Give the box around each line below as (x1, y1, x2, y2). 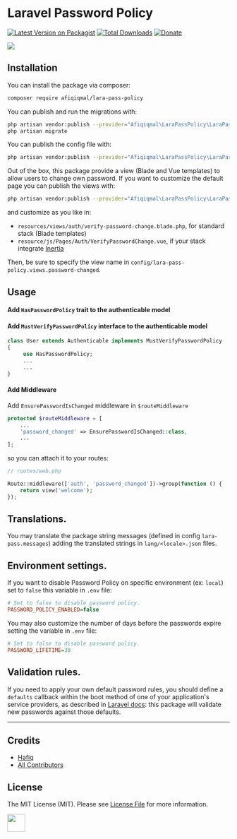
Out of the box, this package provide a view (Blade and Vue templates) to (7, 167, 221, 175)
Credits (7, 734, 41, 746)
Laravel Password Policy (7, 5, 154, 21)
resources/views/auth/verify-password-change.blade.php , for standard (17, 222, 224, 230)
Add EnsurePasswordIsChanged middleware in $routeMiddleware (7, 401, 189, 410)
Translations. (7, 513, 67, 525)
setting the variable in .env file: (7, 626, 97, 635)
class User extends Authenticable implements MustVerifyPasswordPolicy (7, 338, 222, 345)
